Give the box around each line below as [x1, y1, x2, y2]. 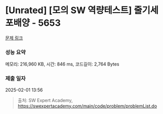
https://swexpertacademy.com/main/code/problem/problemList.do [17, 103, 157, 109]
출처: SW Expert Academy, [17, 97, 73, 103]
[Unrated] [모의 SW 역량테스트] [5, 5, 132, 16]
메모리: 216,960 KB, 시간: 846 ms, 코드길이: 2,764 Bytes [5, 61, 119, 67]
